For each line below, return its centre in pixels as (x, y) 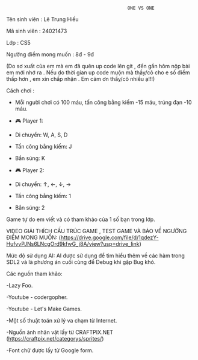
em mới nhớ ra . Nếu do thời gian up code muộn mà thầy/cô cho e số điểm (98, 72)
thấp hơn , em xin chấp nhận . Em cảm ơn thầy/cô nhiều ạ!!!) (81, 79)
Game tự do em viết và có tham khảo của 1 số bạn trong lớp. (81, 219)
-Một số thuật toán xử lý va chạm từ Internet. (62, 320)
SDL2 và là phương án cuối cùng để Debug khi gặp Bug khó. (81, 262)
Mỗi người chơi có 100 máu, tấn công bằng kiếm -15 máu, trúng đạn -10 (103, 102)
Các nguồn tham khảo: (34, 274)
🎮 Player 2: (29, 170)
